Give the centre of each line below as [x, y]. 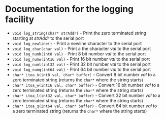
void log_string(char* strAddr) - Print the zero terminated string [79, 33]
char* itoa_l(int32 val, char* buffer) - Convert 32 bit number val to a [86, 95]
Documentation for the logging [69, 9]
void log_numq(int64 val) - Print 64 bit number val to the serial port [82, 69]
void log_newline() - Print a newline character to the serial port [77, 43]
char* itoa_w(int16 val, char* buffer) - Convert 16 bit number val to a [86, 85]
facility [20, 19]
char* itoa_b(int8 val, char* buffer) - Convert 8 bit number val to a [84, 74]
